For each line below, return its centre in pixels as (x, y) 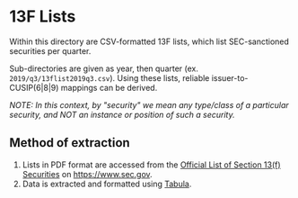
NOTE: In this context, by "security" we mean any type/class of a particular (149, 104)
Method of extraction (70, 143)
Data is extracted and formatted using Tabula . (107, 184)
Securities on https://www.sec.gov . (87, 174)
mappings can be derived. (109, 87)
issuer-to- (230, 77)
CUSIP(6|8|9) (34, 87)
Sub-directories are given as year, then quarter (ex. (104, 68)
